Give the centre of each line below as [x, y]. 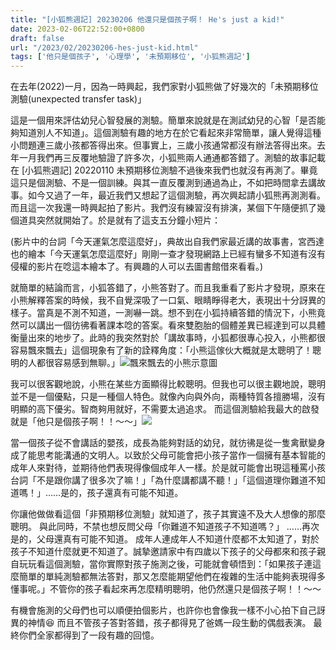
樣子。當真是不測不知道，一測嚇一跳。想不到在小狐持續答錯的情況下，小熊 [163, 313]
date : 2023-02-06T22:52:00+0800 [77, 29]
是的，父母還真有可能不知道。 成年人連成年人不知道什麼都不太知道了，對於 [165, 539]
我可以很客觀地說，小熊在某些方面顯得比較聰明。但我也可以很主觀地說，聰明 [168, 384]
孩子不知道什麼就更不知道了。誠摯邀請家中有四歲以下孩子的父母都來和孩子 [163, 552]
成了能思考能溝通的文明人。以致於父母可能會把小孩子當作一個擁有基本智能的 [168, 455]
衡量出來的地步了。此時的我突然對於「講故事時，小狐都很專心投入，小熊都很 [168, 338]
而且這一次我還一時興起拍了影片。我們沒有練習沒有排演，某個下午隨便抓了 [163, 208]
